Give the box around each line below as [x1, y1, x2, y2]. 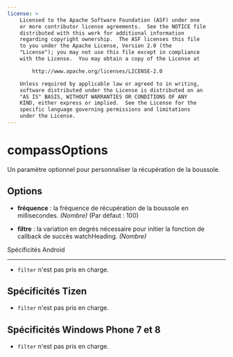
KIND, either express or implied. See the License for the [19, 100, 197, 107]
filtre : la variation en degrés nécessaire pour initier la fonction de [17, 225, 205, 233]
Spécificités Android [7, 245, 65, 254]
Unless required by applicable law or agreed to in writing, [19, 80, 200, 87]
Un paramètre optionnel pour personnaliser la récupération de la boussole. [7, 165, 221, 173]
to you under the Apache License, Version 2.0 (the [19, 42, 172, 49]
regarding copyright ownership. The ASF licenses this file [19, 36, 200, 43]
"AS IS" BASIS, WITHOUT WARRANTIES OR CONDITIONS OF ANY [19, 93, 188, 101]
